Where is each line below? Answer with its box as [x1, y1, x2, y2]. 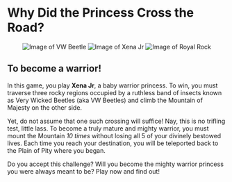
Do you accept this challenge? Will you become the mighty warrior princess [7, 160, 224, 168]
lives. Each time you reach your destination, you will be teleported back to [7, 139, 219, 147]
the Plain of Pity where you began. [7, 146, 106, 154]
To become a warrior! [7, 63, 102, 74]
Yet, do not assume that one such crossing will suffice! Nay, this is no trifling [7, 117, 226, 125]
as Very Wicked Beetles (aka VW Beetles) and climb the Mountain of [7, 96, 204, 104]
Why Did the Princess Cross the [7, 5, 194, 21]
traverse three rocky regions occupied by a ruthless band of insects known [7, 88, 222, 97]
